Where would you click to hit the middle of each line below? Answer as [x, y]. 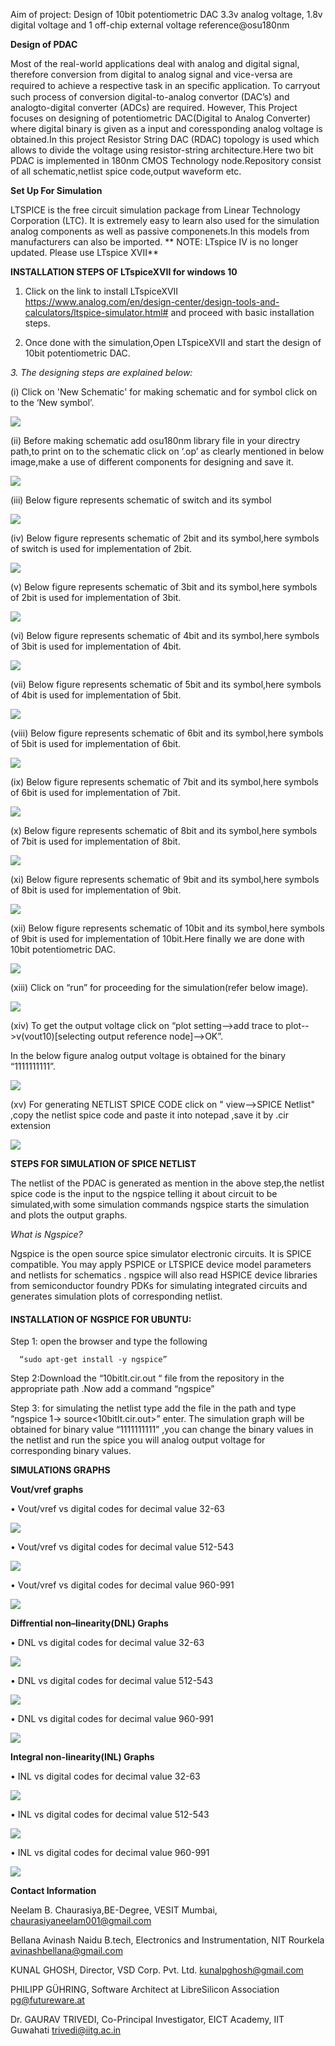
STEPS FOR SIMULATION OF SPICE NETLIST [103, 1163]
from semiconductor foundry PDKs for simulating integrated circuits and [159, 1285]
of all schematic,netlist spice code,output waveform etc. [126, 171]
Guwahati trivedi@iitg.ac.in [66, 2030]
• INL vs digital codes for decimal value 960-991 [110, 1853]
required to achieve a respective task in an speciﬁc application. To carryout [165, 85]
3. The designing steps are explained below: [101, 372]
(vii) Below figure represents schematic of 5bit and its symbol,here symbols [166, 684]
